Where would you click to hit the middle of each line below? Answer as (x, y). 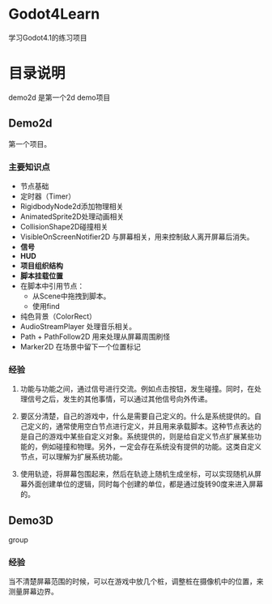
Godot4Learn (54, 14)
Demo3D (31, 520)
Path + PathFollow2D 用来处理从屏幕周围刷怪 (95, 336)
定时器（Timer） (47, 196)
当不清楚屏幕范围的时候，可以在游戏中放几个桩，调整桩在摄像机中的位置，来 (136, 581)
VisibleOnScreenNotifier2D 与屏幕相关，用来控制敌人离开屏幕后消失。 (137, 237)
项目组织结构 (41, 265)
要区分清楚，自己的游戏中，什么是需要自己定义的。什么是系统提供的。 (137, 416)
